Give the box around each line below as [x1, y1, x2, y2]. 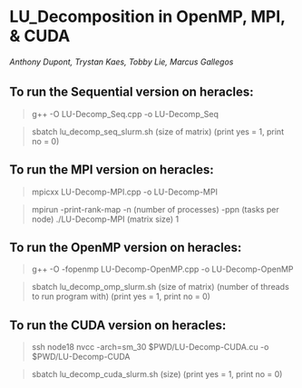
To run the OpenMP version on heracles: [9, 240, 242, 255]
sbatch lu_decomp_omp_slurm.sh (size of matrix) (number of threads [31, 282, 290, 293]
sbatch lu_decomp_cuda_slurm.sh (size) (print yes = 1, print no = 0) [31, 369, 283, 380]
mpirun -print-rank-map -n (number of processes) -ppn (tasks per [31, 204, 279, 214]
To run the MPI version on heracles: [9, 162, 215, 178]
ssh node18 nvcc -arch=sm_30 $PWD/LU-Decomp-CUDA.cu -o [31, 342, 269, 353]
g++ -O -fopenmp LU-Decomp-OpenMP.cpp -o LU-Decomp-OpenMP [31, 264, 294, 274]
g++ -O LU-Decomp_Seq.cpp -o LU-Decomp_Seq [31, 108, 219, 119]
